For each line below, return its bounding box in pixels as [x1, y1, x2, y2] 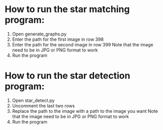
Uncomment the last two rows [12, 102, 75, 109]
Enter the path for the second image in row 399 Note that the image [12, 41, 153, 47]
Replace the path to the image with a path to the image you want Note [12, 108, 158, 114]
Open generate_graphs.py [12, 31, 67, 37]
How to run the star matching [5, 4, 130, 15]
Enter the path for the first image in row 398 [12, 36, 104, 42]
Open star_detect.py [12, 97, 55, 103]
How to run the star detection [5, 70, 131, 82]
